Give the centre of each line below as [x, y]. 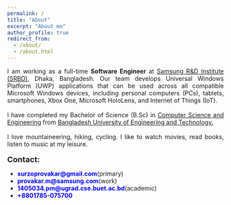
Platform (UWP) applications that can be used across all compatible [115, 86]
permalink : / [26, 13]
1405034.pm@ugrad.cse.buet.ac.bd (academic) [87, 188]
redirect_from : [29, 39]
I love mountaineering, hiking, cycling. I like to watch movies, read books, [115, 136]
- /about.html [33, 52]
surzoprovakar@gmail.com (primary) [70, 173]
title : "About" [29, 20]
